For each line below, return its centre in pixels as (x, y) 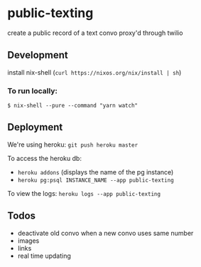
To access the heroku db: (44, 158)
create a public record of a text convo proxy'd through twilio (95, 33)
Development (38, 55)
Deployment (35, 127)
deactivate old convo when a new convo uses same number (105, 233)
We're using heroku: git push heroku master (73, 145)
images (28, 241)
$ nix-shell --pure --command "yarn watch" (73, 106)
